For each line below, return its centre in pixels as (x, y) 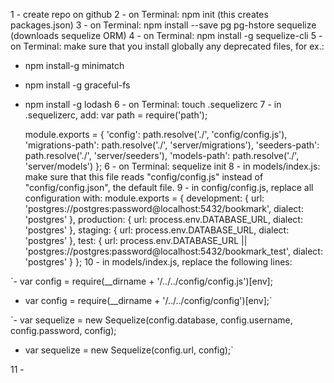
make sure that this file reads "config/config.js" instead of (144, 177)
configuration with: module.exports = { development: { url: (144, 198)
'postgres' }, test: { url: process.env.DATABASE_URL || (136, 240)
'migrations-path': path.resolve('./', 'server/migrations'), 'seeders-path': (172, 145)
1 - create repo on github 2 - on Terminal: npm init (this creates (139, 14)
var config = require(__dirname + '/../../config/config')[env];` (148, 300)
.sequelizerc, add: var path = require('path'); (116, 115)
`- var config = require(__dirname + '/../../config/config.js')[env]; (141, 281)
